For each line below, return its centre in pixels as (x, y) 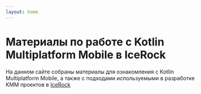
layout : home (22, 12)
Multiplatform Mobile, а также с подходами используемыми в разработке (100, 78)
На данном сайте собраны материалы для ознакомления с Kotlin (90, 72)
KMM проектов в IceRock (38, 84)
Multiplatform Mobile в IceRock (86, 55)
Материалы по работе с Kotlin (85, 42)
